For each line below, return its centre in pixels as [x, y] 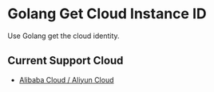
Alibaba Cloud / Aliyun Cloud [66, 79]
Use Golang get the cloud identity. [64, 36]
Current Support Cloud [65, 61]
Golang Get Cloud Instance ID [107, 14]
